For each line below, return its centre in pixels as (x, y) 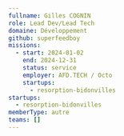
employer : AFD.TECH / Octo (68, 75)
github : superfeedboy (44, 38)
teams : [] (25, 120)
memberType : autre (39, 113)
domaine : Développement (48, 30)
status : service (50, 68)
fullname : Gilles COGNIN (50, 16)
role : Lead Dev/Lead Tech (51, 23)
